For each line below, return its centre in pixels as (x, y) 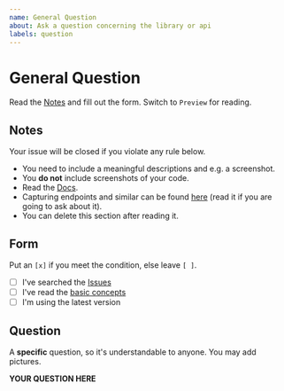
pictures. (25, 361)
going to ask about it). (62, 207)
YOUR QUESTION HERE (53, 379)
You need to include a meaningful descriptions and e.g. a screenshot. (149, 168)
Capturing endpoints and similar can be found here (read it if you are (147, 197)
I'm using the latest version (71, 302)
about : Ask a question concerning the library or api (111, 26)
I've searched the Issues (67, 282)
